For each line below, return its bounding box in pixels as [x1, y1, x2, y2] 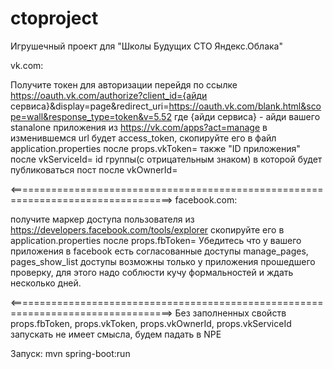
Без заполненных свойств [174, 307, 287, 319]
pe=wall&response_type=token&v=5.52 [10, 110, 172, 122]
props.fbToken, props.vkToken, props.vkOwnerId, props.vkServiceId [10, 317, 292, 329]
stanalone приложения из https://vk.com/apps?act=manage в [10, 121, 268, 133]
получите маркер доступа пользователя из [10, 213, 195, 225]
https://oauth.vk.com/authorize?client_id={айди [10, 89, 208, 101]
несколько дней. [10, 277, 82, 289]
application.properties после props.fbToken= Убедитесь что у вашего [10, 234, 302, 246]
